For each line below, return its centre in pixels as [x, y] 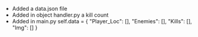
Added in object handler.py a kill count [60, 15]
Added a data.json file [40, 9]
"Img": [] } [25, 27]
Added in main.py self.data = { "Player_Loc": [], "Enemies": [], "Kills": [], [102, 21]
